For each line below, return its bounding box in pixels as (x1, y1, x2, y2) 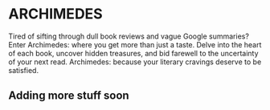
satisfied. (8, 65, 39, 75)
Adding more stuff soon (8, 89, 130, 103)
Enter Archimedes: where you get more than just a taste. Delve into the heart (8, 39, 262, 49)
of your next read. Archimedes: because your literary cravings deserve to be (8, 57, 262, 67)
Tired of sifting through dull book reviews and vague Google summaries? (8, 31, 249, 41)
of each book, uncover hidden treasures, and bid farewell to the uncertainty (8, 48, 259, 58)
